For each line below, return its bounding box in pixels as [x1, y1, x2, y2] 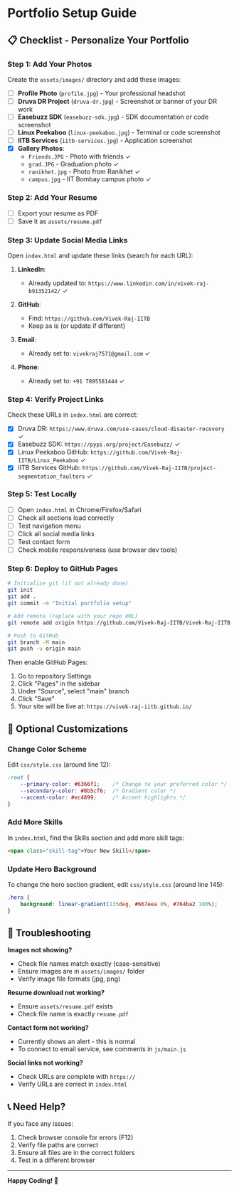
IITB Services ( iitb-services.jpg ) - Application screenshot [17, 137, 193, 145]
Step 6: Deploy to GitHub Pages [7, 564, 119, 574]
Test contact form [17, 538, 70, 546]
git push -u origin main [7, 645, 81, 652]
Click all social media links [17, 530, 95, 538]
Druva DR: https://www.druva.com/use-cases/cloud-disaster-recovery [17, 425, 225, 433]
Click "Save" [17, 695, 55, 703]
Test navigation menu [17, 521, 81, 530]
